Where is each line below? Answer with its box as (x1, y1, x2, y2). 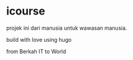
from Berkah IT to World (6, 47, 66, 55)
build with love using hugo (6, 36, 72, 43)
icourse (6, 4, 45, 18)
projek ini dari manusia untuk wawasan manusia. (6, 24, 128, 32)
